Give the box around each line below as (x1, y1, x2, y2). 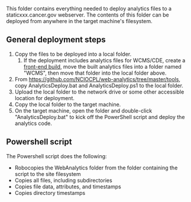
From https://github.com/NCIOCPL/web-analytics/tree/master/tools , (14, 75, 180, 82)
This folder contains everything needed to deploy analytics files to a (6, 5, 172, 12)
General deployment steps (6, 35, 106, 45)
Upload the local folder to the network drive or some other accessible (14, 88, 184, 95)
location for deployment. (14, 94, 75, 101)
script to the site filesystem (14, 170, 81, 177)
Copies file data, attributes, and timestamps (14, 183, 121, 190)
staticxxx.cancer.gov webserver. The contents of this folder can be (6, 11, 170, 18)
